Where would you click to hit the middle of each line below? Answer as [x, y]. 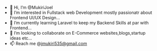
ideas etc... [21, 38]
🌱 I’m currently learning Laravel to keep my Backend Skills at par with [79, 23]
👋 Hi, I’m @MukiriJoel [31, 7]
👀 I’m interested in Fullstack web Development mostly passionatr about [81, 13]
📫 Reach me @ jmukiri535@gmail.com [48, 44]
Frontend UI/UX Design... [35, 18]
